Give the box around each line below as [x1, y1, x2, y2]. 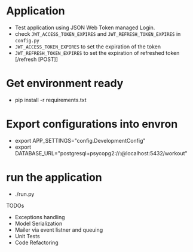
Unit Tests [14, 232, 40, 239]
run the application [6, 171, 103, 184]
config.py [14, 38, 40, 44]
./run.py [14, 190, 35, 198]
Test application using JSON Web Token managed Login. [14, 24, 155, 31]
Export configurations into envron [6, 118, 178, 131]
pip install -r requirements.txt [14, 96, 87, 103]
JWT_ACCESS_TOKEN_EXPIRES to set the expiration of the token [14, 43, 161, 50]
